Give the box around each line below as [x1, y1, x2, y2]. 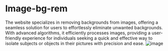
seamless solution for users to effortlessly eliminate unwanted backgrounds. [5, 24, 163, 30]
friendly [5, 35, 22, 41]
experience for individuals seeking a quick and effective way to [22, 35, 153, 41]
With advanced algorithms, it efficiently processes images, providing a [5, 30, 151, 36]
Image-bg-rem [5, 3, 68, 14]
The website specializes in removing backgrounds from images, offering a [5, 19, 158, 25]
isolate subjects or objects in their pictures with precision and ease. [5, 40, 144, 46]
